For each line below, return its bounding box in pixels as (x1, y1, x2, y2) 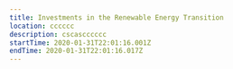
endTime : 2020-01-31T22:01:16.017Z (9, 47, 144, 56)
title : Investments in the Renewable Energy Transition (9, 13, 224, 22)
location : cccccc (9, 22, 75, 30)
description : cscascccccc (9, 30, 107, 39)
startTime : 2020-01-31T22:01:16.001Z (9, 38, 152, 47)
